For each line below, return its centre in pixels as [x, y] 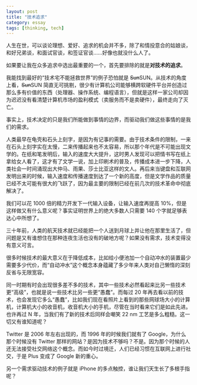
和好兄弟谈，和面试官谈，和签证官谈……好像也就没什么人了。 [80, 53]
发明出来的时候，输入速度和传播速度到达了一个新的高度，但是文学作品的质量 [98, 176]
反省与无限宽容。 [27, 272]
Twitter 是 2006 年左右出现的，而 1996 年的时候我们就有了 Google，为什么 [96, 334]
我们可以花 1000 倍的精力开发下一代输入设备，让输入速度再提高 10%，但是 [96, 203]
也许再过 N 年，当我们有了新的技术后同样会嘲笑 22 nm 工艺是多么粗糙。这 [96, 314]
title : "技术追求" [27, 17]
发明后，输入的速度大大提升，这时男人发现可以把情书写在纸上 [116, 154]
